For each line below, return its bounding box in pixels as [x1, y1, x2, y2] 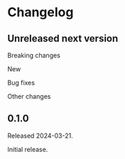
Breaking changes [7, 51, 60, 59]
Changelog [7, 4, 74, 20]
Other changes [7, 93, 51, 100]
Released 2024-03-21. [7, 131, 73, 140]
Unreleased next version [7, 33, 119, 45]
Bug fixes [7, 78, 36, 87]
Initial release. [7, 145, 48, 153]
